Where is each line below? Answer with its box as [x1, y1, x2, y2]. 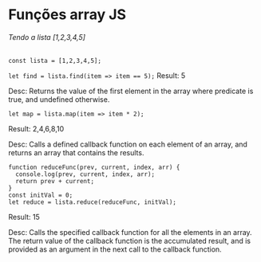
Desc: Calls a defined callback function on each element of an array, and [8, 139, 247, 149]
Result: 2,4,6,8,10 [8, 124, 65, 134]
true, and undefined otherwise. [8, 95, 110, 104]
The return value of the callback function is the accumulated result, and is [8, 237, 251, 246]
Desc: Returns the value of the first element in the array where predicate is [8, 86, 254, 96]
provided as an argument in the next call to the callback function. [8, 244, 222, 254]
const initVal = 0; [8, 191, 73, 200]
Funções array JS [8, 6, 126, 24]
